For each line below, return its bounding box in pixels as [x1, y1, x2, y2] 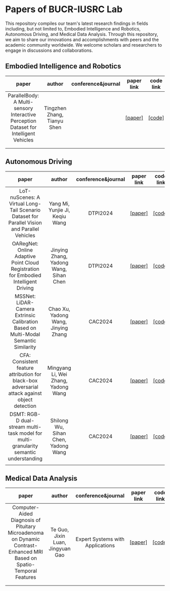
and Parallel [11, 225, 39, 232]
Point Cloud [11, 259, 39, 266]
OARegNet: [12, 240, 39, 247]
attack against [8, 390, 42, 397]
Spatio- [16, 561, 35, 568]
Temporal [14, 567, 37, 574]
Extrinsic [15, 311, 36, 319]
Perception [10, 117, 37, 124]
